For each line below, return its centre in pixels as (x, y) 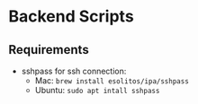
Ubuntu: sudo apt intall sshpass (97, 90)
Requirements (49, 50)
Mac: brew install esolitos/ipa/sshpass (112, 81)
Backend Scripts (71, 17)
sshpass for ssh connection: (74, 71)
